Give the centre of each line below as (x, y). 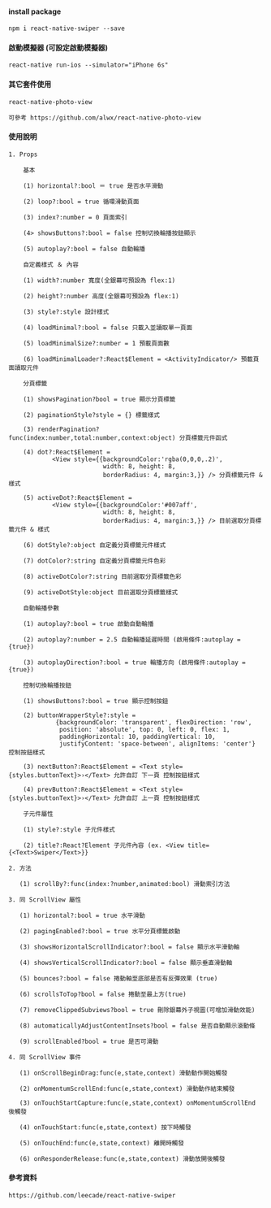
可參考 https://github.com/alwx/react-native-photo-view (105, 118)
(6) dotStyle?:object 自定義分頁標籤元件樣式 (95, 545)
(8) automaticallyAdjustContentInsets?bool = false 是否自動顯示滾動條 (137, 1025)
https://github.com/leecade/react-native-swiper (92, 1196)
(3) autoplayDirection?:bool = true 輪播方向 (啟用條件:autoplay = (134, 663)
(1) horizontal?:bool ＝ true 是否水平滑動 (93, 186)
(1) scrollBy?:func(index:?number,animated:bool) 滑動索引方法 (125, 884)
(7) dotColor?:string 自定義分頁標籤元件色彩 (95, 561)
